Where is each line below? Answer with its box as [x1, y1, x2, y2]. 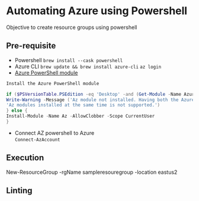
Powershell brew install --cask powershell [14, 56, 123, 63]
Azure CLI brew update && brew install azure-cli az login [14, 63, 162, 70]
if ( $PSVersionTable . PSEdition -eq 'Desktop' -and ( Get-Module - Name [6, 91, 182, 97]
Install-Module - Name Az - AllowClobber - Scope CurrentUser [6, 114, 155, 119]
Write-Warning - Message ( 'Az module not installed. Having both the [6, 96, 179, 103]
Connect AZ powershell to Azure [14, 129, 95, 137]
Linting [6, 186, 33, 196]
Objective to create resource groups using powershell [6, 24, 137, 31]
